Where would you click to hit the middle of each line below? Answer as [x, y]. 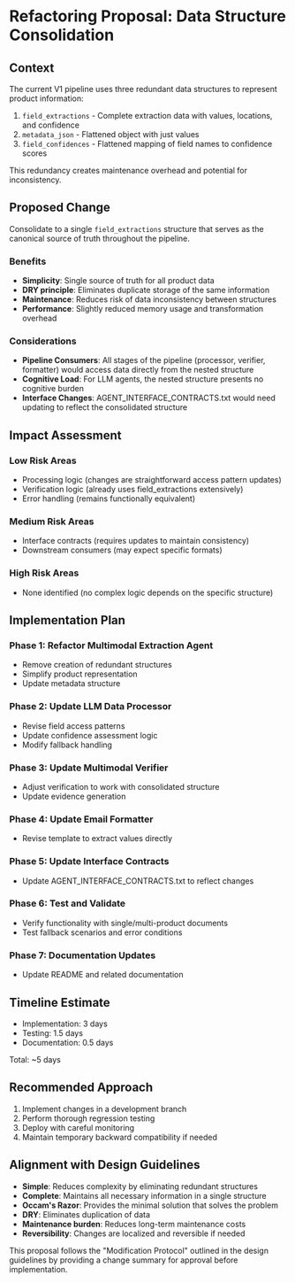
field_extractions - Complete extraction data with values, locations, [147, 116]
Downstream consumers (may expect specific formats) [122, 550]
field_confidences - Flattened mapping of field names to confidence [147, 144]
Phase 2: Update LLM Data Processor [91, 707]
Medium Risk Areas [52, 522]
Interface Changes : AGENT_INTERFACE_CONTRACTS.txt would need [149, 398]
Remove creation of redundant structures [97, 665]
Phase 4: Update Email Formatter [81, 819]
